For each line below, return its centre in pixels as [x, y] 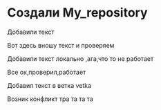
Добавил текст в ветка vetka [49, 85]
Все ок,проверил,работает [47, 72]
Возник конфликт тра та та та [50, 99]
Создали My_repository [77, 13]
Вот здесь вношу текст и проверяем [61, 45]
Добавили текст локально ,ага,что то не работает [80, 58]
